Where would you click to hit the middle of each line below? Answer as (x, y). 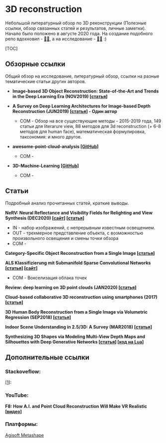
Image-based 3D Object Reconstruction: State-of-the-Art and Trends (85, 91)
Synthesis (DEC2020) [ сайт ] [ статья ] (45, 218)
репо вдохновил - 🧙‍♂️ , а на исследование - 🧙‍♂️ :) (56, 39)
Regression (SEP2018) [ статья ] (38, 317)
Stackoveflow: (23, 371)
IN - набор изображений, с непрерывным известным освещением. (84, 227)
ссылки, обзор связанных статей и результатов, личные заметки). (76, 28)
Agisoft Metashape (25, 435)
